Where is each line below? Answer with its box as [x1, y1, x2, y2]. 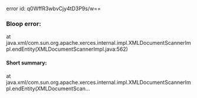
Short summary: [6, 59, 47, 66]
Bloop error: [6, 19, 41, 28]
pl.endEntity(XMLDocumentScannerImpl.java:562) [6, 45, 129, 53]
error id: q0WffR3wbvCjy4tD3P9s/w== [6, 5, 101, 12]
